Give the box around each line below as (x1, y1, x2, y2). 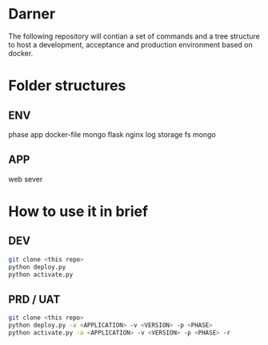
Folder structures (8, 77, 126, 95)
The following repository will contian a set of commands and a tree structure (8, 31, 260, 41)
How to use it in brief (8, 202, 149, 221)
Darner (8, 5, 56, 23)
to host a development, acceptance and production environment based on (8, 39, 254, 49)
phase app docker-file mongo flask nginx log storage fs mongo (8, 129, 216, 139)
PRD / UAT (8, 292, 61, 306)
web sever (8, 174, 43, 184)
